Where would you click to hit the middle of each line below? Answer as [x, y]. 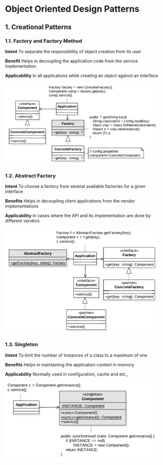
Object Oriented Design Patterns [72, 9]
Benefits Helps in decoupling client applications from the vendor [70, 201]
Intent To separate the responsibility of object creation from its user [73, 51]
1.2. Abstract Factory [31, 176]
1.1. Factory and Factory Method [44, 41]
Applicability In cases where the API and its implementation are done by [78, 216]
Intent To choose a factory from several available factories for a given [75, 186]
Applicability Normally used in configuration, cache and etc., [67, 374]
